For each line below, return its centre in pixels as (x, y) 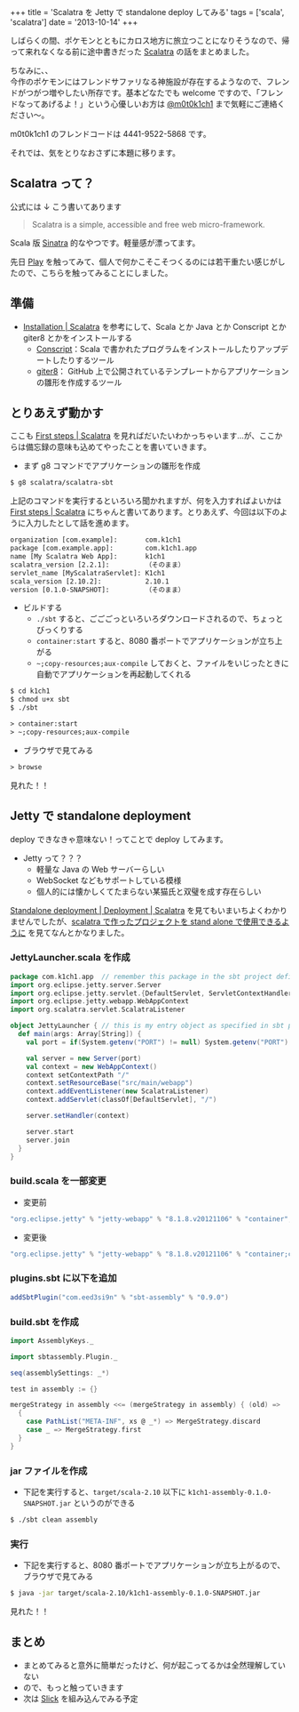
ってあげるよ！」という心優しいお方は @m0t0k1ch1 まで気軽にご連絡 (151, 104)
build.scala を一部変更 (59, 1181)
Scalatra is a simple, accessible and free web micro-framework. (148, 224)
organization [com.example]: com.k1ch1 (95, 540)
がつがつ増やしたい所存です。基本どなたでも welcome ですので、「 (139, 92)
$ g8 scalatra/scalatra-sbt (62, 483)
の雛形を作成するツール (79, 382)
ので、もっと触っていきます (73, 1687)
